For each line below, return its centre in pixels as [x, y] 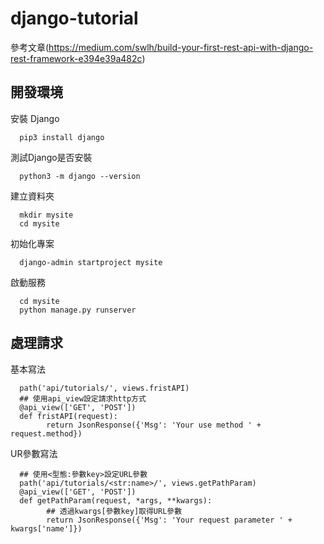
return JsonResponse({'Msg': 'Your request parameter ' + [169, 520]
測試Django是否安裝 [51, 157]
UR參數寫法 [34, 453]
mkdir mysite [46, 215]
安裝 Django [35, 118]
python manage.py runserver [78, 310]
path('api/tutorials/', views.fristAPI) [104, 388]
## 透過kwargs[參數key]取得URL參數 [114, 511]
